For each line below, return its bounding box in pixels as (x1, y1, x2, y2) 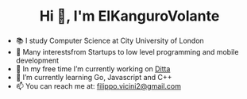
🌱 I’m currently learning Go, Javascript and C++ (15, 73, 172, 82)
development (15, 55, 60, 66)
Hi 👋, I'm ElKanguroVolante (39, 7, 220, 25)
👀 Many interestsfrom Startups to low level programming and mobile (15, 48, 239, 57)
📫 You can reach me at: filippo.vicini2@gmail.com (15, 82, 181, 91)
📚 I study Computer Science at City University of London (15, 36, 204, 46)
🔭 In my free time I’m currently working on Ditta (15, 64, 171, 74)
